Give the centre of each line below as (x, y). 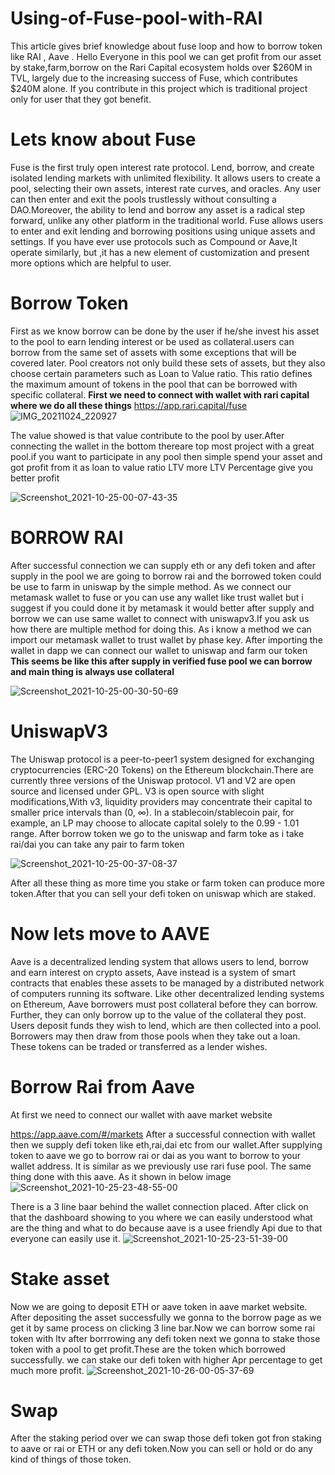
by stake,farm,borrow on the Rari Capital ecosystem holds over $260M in (161, 67)
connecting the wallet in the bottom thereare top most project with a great (162, 446)
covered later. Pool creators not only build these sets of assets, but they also (168, 363)
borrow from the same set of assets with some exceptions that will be (153, 352)
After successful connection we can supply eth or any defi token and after (163, 565)
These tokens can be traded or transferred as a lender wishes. (139, 1046)
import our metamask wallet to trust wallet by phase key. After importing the (166, 639)
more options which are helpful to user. (91, 263)
